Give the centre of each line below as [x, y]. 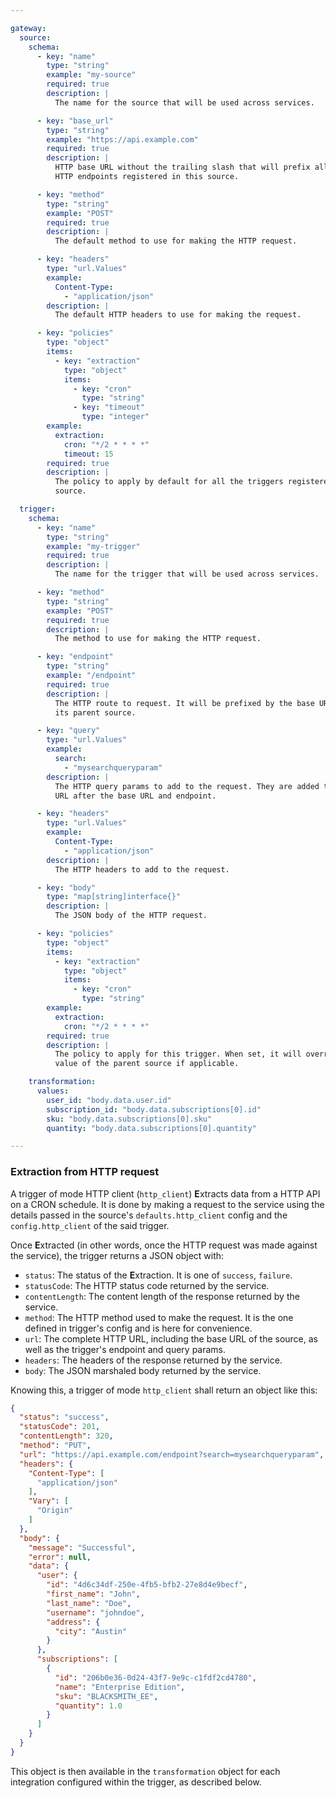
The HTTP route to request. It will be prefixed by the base [184, 703]
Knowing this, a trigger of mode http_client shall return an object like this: [164, 1390]
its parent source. [95, 712]
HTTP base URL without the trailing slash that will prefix [182, 167]
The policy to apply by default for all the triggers [169, 482]
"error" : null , [60, 1557]
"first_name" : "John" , [93, 1594]
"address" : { [73, 1622]
